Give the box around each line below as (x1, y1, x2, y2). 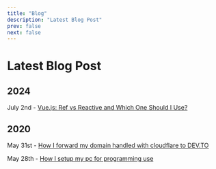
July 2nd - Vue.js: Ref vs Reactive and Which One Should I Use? (7, 104, 188, 112)
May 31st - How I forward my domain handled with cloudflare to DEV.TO (7, 141, 209, 150)
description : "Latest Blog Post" (7, 16, 103, 23)
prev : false (7, 22, 41, 29)
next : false (7, 29, 41, 36)
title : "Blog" (7, 10, 48, 17)
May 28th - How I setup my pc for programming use (7, 155, 154, 163)
